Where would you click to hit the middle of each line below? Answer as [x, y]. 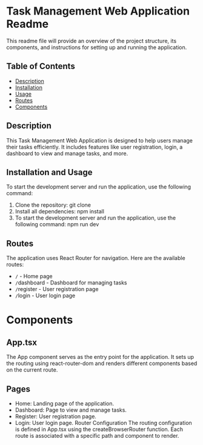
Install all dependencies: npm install [60, 212]
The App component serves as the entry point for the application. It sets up [100, 357]
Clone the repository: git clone [53, 205]
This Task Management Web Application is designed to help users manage [99, 140]
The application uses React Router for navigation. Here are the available [96, 258]
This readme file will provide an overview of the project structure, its [92, 41]
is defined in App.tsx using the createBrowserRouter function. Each [99, 429]
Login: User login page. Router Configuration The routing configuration [103, 423]
